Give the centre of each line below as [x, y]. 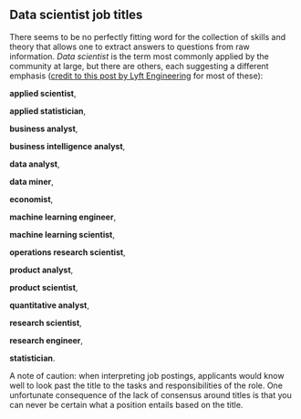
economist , [31, 199]
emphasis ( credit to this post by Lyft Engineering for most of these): [136, 76]
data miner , [31, 181]
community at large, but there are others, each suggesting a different [139, 66]
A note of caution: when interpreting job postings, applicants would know [147, 375]
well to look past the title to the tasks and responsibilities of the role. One [146, 385]
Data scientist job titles [76, 15]
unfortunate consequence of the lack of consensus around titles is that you [150, 394]
